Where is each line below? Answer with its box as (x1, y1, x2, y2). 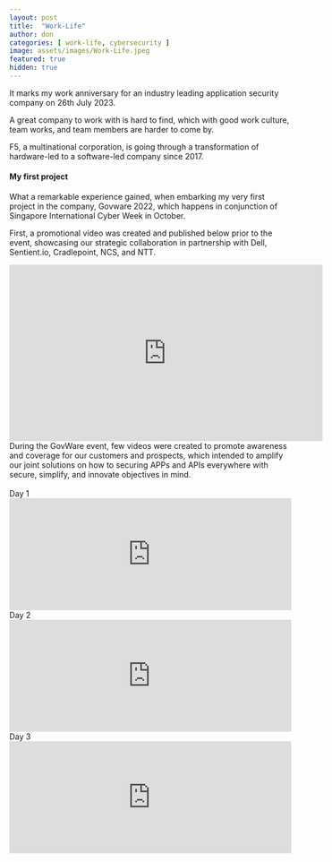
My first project (9, 171, 69, 182)
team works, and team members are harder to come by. (9, 124, 215, 134)
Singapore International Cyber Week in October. (9, 211, 186, 221)
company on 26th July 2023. (9, 97, 116, 108)
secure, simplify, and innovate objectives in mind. (9, 470, 192, 480)
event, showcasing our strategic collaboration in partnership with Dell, (9, 237, 268, 248)
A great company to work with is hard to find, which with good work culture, (9, 114, 290, 125)
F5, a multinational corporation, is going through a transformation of (9, 141, 260, 152)
